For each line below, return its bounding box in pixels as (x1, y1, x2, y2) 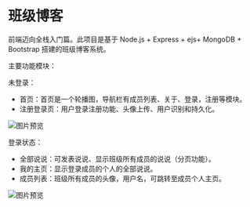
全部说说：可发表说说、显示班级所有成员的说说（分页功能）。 (19, 154, 216, 163)
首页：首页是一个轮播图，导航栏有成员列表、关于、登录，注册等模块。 (19, 94, 247, 103)
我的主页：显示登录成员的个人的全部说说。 (19, 164, 158, 173)
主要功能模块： (8, 60, 56, 71)
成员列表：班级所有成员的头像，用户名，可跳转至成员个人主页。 (19, 173, 226, 183)
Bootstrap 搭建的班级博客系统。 (8, 44, 111, 53)
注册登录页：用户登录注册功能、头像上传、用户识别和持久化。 (19, 103, 219, 114)
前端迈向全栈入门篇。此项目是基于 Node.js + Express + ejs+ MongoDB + (8, 34, 242, 44)
